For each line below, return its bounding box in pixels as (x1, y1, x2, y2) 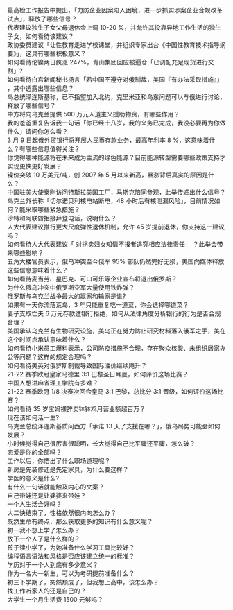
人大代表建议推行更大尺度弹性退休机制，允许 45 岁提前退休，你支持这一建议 (7, 223, 225, 231)
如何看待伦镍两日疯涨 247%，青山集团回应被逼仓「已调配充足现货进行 (7, 58, 208, 66)
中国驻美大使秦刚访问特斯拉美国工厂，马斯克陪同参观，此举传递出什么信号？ (7, 188, 226, 196)
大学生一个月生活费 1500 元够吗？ (7, 595, 104, 603)
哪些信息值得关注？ (25, 145, 80, 152)
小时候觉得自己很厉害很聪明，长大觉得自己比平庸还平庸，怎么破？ (7, 439, 196, 447)
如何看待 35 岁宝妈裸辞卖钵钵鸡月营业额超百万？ (7, 405, 146, 412)
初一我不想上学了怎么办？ (7, 526, 80, 534)
